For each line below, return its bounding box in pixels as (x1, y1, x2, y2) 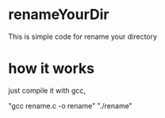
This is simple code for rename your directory (8, 32, 157, 41)
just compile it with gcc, (8, 86, 86, 95)
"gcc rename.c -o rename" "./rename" (8, 101, 132, 110)
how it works (8, 59, 95, 78)
